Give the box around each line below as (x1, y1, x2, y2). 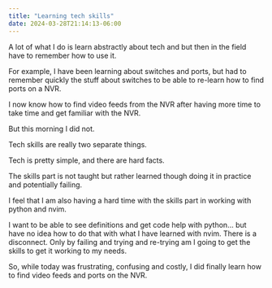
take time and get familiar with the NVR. (8, 107, 141, 118)
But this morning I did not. (8, 124, 95, 133)
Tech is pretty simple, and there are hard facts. (8, 155, 165, 165)
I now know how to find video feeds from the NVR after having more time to (8, 99, 261, 109)
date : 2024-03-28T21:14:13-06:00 (8, 20, 122, 28)
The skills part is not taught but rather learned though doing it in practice (8, 171, 252, 181)
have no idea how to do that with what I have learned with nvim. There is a (8, 229, 257, 238)
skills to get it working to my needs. (8, 246, 127, 255)
